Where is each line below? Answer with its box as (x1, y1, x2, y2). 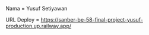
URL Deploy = (5, 16, 40, 23)
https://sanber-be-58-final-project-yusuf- (40, 16, 144, 23)
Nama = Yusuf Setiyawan (5, 5, 68, 12)
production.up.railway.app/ (5, 23, 72, 29)
